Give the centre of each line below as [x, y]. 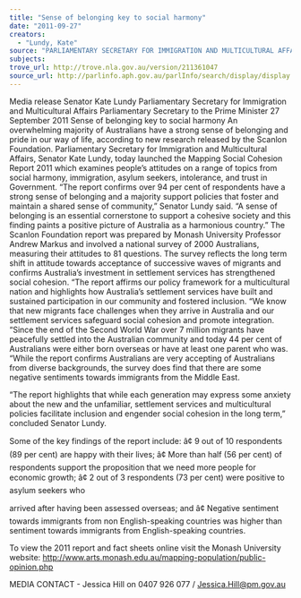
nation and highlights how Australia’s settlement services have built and [141, 291]
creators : [28, 34]
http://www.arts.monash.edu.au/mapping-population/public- [154, 557]
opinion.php [31, 567]
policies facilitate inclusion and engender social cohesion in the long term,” [147, 414]
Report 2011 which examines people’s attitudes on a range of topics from [143, 167]
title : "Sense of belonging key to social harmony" [107, 17]
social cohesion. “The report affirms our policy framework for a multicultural [150, 282]
